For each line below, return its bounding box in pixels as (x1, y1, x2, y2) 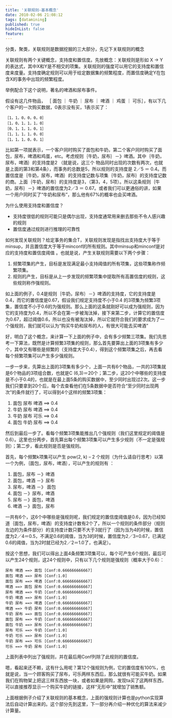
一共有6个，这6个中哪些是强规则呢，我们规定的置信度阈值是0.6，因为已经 (5, 514, 161, 520)
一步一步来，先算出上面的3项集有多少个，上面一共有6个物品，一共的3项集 (5, 364, 162, 369)
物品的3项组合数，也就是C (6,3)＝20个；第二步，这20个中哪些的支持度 (17, 370, 166, 376)
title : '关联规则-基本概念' (5, 7, 59, 13)
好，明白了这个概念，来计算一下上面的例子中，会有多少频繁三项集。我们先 (5, 334, 162, 339)
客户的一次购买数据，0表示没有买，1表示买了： (9, 104, 109, 110)
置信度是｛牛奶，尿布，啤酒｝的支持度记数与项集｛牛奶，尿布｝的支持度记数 (5, 172, 167, 178)
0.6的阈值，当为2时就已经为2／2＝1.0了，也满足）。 (5, 539, 114, 546)
